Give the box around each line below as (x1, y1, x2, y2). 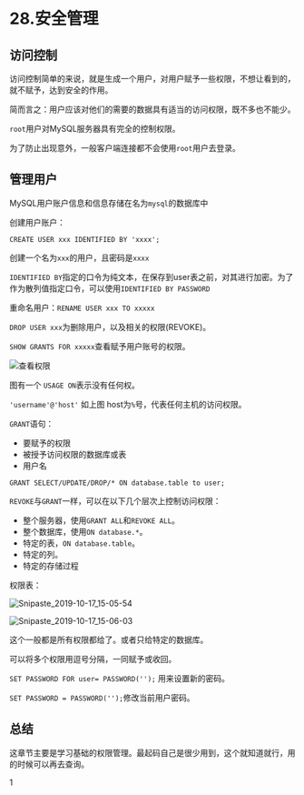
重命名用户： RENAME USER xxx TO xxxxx (9, 302, 155, 313)
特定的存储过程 (22, 560, 79, 571)
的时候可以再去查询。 (9, 759, 89, 770)
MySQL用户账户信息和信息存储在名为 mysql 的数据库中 (9, 197, 209, 208)
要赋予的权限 (22, 438, 71, 448)
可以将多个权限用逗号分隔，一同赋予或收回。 (9, 653, 177, 664)
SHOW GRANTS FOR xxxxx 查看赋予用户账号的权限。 (9, 340, 191, 351)
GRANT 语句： (9, 418, 54, 428)
